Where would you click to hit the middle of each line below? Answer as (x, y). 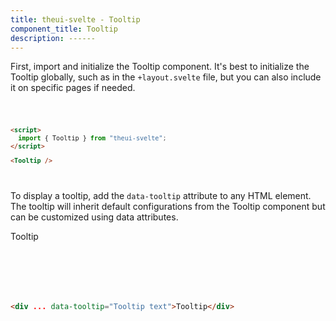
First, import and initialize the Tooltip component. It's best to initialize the (160, 67)
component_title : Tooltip (64, 29)
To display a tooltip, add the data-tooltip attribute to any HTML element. (161, 195)
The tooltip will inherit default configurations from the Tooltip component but (168, 206)
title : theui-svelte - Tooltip (75, 19)
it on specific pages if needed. (73, 88)
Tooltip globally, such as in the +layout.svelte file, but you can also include (166, 77)
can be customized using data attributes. (94, 217)
